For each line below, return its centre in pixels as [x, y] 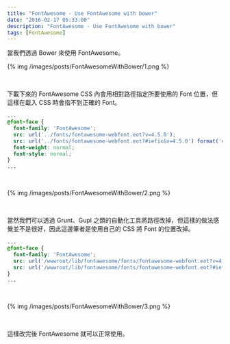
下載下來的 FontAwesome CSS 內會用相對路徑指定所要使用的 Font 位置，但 [113, 94]
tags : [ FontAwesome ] [37, 33]
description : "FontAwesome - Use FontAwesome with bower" [91, 26]
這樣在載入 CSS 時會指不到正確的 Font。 [64, 103]
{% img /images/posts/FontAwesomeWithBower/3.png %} [89, 306]
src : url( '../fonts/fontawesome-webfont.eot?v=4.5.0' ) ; [94, 134]
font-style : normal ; [42, 154]
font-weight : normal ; [44, 147]
